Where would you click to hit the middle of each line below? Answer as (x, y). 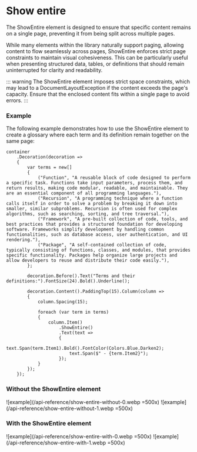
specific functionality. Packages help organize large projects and (92, 255)
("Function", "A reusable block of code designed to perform (114, 178)
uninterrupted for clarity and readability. (54, 70)
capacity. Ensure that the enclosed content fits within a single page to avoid (98, 94)
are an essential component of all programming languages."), (84, 193)
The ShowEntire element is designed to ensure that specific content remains (98, 27)
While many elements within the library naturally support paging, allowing (95, 45)
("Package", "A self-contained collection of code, (102, 245)
